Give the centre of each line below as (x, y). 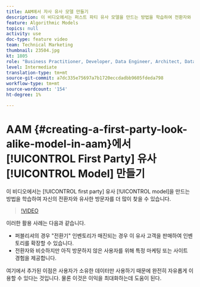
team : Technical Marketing (40, 45)
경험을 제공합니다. (35, 258)
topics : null (22, 28)
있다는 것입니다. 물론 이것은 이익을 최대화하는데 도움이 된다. (93, 278)
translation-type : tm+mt (37, 73)
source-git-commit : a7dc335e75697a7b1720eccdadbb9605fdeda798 (85, 78)
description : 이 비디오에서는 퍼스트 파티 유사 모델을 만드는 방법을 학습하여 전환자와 (99, 17)
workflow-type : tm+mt (33, 84)
